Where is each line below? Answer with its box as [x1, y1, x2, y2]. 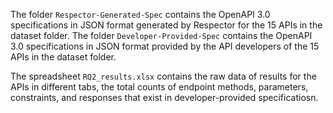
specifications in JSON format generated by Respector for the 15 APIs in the [10, 19, 323, 31]
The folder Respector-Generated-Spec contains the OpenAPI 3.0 [10, 9, 271, 20]
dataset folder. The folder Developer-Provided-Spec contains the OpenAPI [10, 30, 313, 41]
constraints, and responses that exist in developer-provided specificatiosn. [10, 92, 319, 103]
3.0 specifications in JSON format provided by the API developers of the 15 [10, 40, 320, 52]
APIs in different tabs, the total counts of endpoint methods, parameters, [10, 81, 309, 93]
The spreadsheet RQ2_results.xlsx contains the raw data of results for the [10, 70, 317, 82]
